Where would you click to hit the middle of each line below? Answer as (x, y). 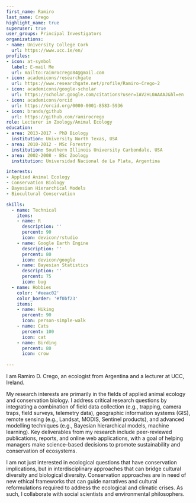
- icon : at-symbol (29, 61)
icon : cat (34, 337)
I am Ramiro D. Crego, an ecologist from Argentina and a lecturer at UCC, (95, 376)
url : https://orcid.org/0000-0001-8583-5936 (67, 106)
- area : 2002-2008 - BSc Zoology (47, 155)
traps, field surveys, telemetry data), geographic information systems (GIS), (98, 413)
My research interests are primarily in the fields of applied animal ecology (96, 394)
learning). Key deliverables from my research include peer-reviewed (89, 432)
